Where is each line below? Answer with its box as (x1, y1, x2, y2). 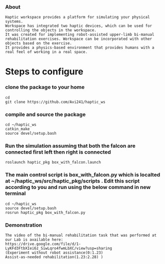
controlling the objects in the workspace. (5, 28, 97, 33)
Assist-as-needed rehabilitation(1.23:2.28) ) (5, 255, 103, 260)
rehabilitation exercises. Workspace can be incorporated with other (5, 36, 153, 42)
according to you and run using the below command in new (5, 184, 151, 191)
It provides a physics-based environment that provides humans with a (5, 45, 155, 50)
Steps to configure (5, 66, 83, 78)
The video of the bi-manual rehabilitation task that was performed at (5, 233, 157, 238)
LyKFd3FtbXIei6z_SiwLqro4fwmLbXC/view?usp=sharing (5, 246, 112, 251)
